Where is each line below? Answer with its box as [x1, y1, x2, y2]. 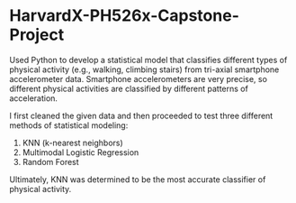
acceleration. [9, 92, 58, 104]
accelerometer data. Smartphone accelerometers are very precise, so [9, 73, 268, 84]
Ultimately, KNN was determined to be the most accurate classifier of [9, 173, 266, 185]
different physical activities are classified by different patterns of [9, 83, 249, 94]
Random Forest [22, 156, 79, 167]
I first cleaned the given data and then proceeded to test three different [9, 110, 274, 121]
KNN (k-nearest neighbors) [22, 137, 123, 148]
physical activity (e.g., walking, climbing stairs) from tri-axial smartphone [9, 64, 280, 75]
